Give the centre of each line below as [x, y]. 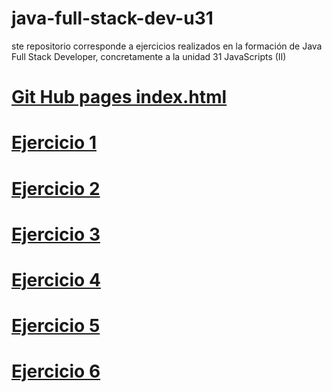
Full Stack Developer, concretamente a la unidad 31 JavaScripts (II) [149, 56]
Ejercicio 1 [54, 143]
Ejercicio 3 [56, 234]
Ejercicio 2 [56, 188]
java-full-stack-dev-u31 [112, 18]
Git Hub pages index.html [119, 97]
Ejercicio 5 [56, 326]
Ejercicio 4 [56, 279]
